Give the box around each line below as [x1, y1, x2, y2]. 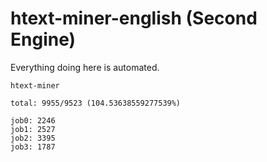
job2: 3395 [10, 133, 56, 143]
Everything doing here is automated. [10, 61, 160, 73]
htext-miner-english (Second [10, 7, 258, 30]
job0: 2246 [10, 115, 56, 126]
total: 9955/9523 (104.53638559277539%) [10, 98, 182, 108]
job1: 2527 [10, 124, 56, 134]
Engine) [10, 28, 77, 51]
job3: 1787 [10, 142, 56, 152]
